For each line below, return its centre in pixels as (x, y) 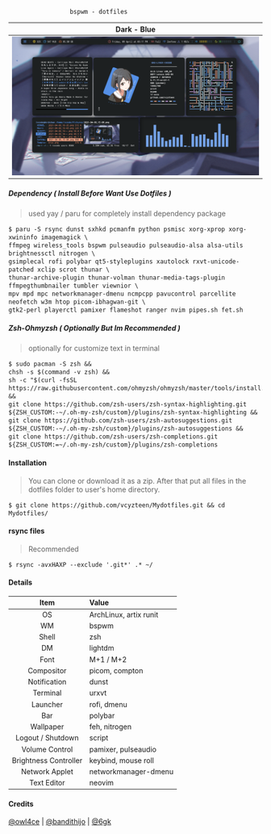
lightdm (102, 648)
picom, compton (116, 670)
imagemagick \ (65, 237)
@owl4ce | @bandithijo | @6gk (60, 822)
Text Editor (48, 783)
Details (21, 583)
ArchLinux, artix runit (124, 614)
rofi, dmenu (108, 704)
